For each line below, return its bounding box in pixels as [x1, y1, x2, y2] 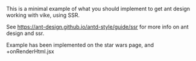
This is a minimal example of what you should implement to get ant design [6, 5, 191, 12]
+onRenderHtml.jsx [6, 48, 54, 55]
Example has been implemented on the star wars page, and [6, 42, 154, 48]
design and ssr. [6, 30, 45, 37]
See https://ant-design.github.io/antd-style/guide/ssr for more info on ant [6, 24, 189, 30]
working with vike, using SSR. [6, 11, 80, 19]
